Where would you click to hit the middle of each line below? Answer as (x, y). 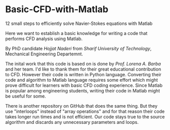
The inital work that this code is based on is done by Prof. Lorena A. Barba (83, 63)
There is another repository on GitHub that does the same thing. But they (81, 106)
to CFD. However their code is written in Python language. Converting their (83, 74)
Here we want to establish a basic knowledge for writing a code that (76, 33)
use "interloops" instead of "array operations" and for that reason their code (85, 111)
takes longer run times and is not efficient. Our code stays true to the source (85, 117)
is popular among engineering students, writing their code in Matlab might (83, 90)
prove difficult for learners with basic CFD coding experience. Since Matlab (84, 85)
